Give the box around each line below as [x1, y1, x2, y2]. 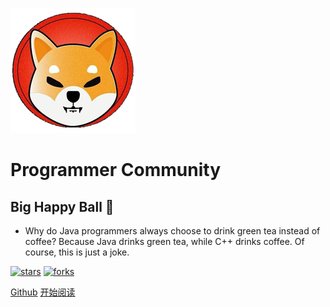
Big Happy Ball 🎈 [10, 198, 115, 215]
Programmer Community [10, 159, 221, 182]
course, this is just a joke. [24, 246, 130, 258]
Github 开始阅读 [10, 286, 76, 298]
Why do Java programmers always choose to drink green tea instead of [24, 225, 321, 237]
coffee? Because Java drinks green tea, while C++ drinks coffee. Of [24, 236, 305, 247]
